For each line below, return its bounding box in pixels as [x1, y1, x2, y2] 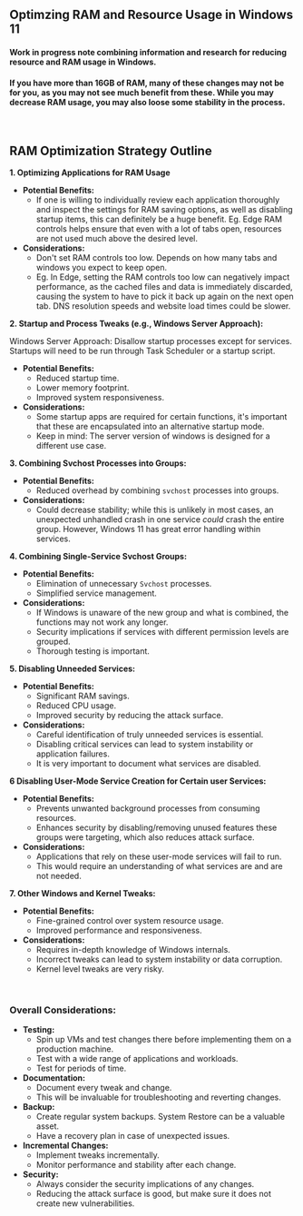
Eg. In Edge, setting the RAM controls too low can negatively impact [35, 272, 290, 282]
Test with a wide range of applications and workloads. [35, 1053, 239, 1064]
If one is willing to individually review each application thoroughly [35, 194, 280, 205]
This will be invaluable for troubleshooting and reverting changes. [35, 1092, 281, 1102]
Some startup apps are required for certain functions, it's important [35, 411, 288, 421]
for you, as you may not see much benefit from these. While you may [9, 86, 274, 98]
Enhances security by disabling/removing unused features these [35, 822, 278, 833]
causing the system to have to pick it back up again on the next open [35, 291, 294, 302]
